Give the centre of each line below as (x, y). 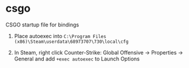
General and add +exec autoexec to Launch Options (77, 59)
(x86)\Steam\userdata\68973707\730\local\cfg (71, 42)
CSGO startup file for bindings (42, 25)
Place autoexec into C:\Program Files (60, 36)
